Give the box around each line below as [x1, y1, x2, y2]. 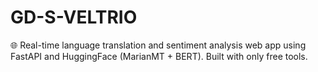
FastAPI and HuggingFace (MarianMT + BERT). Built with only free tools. [10, 50, 308, 62]
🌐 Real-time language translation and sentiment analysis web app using [10, 39, 307, 51]
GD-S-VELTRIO [10, 6, 138, 29]
